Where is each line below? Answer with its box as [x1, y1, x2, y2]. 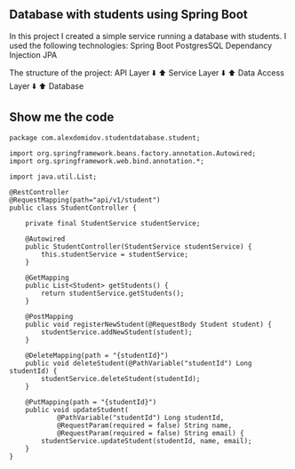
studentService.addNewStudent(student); [41, 328, 193, 337]
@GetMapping [25, 273, 69, 282]
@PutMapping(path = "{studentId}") [25, 397, 157, 407]
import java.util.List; [9, 172, 98, 181]
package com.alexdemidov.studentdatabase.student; [9, 133, 201, 142]
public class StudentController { [9, 203, 138, 212]
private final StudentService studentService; [25, 219, 201, 227]
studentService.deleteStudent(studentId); [41, 374, 201, 383]
